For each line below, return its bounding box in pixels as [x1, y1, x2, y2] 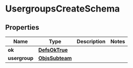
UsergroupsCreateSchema [5, 3, 120, 15]
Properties [5, 23, 39, 32]
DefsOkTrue [38, 46, 68, 53]
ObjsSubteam [38, 55, 72, 61]
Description [76, 38, 106, 45]
